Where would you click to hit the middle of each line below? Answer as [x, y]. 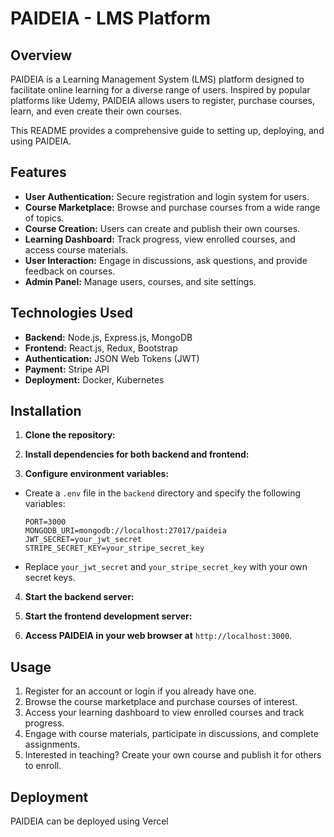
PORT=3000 [45, 522]
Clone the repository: [70, 435]
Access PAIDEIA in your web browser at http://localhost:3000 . [158, 636]
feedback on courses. [70, 271]
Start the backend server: [79, 597]
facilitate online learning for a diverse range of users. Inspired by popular [160, 90]
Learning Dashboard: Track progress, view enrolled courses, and [160, 239]
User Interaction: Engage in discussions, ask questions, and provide [166, 260]
